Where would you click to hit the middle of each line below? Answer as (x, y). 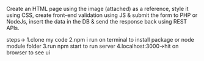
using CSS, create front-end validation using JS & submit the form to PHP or (102, 15)
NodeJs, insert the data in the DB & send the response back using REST (97, 21)
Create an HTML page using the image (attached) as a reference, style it (97, 9)
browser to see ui (28, 53)
